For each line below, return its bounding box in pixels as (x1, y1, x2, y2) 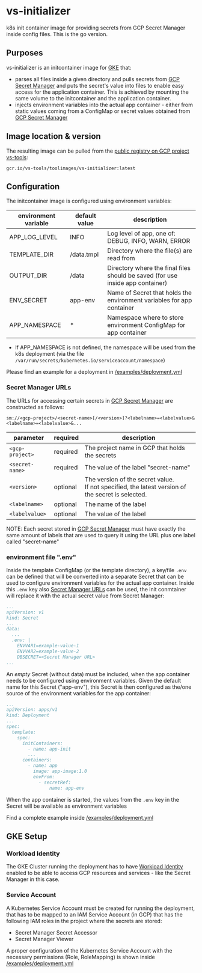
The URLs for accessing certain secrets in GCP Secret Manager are (6, 397, 173, 404)
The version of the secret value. (84, 475, 174, 483)
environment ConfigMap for (107, 321, 186, 329)
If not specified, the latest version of (84, 483, 186, 491)
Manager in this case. (6, 876, 60, 883)
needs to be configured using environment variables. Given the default (6, 677, 182, 684)
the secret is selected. (84, 490, 147, 498)
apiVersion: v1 (6, 609, 44, 615)
